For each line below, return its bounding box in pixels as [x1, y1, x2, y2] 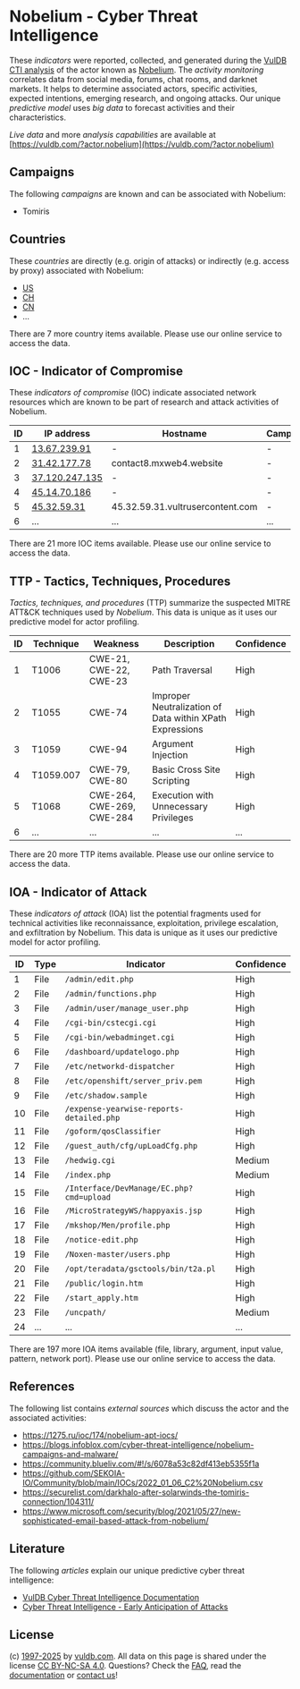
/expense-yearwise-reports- [64, 1104, 185, 1114]
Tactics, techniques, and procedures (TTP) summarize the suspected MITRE [9, 598, 291, 608]
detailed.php [64, 1113, 121, 1123]
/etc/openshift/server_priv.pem [64, 1076, 203, 1086]
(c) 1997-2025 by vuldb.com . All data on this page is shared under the [9, 1651, 267, 1661]
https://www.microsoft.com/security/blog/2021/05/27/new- [21, 1506, 241, 1516]
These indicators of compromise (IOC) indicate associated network [9, 387, 257, 398]
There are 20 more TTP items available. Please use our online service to [9, 849, 274, 860]
